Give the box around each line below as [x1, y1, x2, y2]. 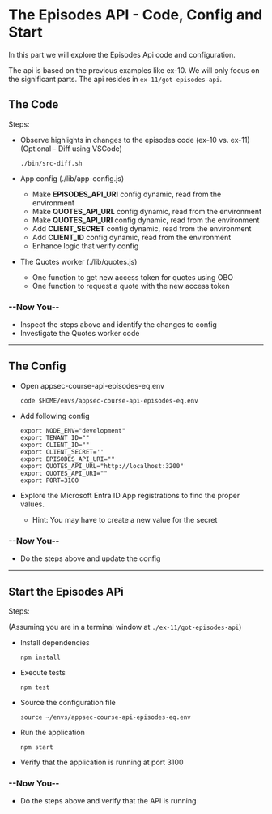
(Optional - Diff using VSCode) [19, 144, 123, 153]
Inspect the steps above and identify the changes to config [19, 320, 217, 329]
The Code [8, 97, 59, 111]
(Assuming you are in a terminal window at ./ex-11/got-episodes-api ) [8, 622, 242, 631]
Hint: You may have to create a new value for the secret [32, 515, 218, 524]
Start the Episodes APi [8, 584, 124, 598]
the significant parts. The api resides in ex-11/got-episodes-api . [8, 74, 223, 84]
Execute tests [19, 667, 66, 677]
